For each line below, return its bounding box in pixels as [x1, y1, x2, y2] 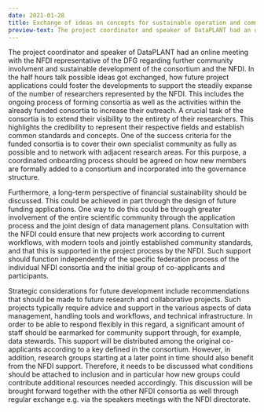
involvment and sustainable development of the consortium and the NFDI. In [8, 64, 255, 74]
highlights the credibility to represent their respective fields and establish [8, 122, 244, 132]
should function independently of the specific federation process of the [8, 254, 240, 264]
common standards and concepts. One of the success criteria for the [8, 131, 232, 140]
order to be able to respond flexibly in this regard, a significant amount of [8, 319, 245, 330]
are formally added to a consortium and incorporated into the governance [8, 164, 247, 173]
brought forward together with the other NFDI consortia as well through [8, 386, 240, 396]
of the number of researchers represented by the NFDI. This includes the [8, 89, 244, 99]
